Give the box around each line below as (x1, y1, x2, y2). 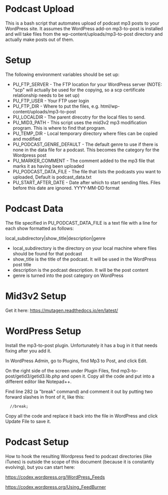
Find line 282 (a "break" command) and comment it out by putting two (5, 388, 153, 394)
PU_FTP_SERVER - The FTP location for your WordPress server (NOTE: (12, 81, 162, 87)
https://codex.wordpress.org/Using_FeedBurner (5, 484, 106, 490)
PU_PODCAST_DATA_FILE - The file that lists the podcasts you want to (12, 168, 161, 174)
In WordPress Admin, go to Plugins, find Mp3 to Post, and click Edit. (5, 358, 148, 364)
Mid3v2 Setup (5, 290, 66, 302)
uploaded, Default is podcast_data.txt (12, 174, 92, 180)
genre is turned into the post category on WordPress (12, 272, 124, 279)
